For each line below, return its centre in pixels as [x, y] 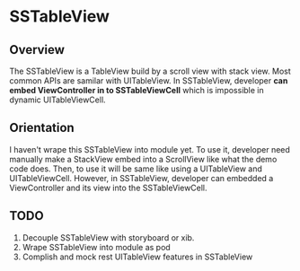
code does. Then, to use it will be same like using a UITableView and [136, 169]
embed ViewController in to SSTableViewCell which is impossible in [137, 90]
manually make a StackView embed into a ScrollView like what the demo [143, 159]
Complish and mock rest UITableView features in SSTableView [137, 257]
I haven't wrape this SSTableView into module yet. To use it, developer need [150, 149]
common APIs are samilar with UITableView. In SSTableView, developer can [149, 81]
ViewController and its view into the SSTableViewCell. [109, 188]
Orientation [42, 128]
